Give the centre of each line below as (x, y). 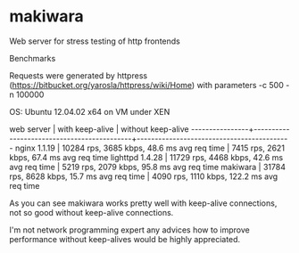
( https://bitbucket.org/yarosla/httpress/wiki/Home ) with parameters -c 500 (146, 85)
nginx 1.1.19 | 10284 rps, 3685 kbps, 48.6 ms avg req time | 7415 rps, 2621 (150, 148)
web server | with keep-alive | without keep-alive (99, 129)
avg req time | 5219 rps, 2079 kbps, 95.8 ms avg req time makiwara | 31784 (147, 167)
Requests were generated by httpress (79, 75)
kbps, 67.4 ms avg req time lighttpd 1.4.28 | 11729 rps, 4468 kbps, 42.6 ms (146, 157)
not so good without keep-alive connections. (91, 212)
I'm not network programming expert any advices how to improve (129, 230)
